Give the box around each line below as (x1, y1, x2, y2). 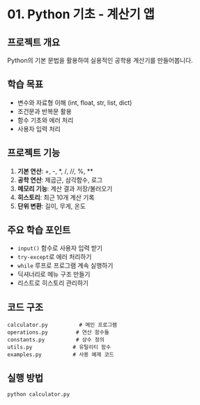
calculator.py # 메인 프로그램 (7, 322, 117, 329)
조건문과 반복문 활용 (17, 107, 72, 115)
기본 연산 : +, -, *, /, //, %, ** (17, 167, 94, 175)
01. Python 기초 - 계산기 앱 (7, 6, 155, 22)
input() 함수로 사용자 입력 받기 (17, 244, 103, 252)
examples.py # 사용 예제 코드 (7, 351, 114, 358)
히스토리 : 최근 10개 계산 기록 (17, 193, 95, 201)
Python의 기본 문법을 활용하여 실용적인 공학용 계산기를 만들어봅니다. (7, 57, 193, 64)
